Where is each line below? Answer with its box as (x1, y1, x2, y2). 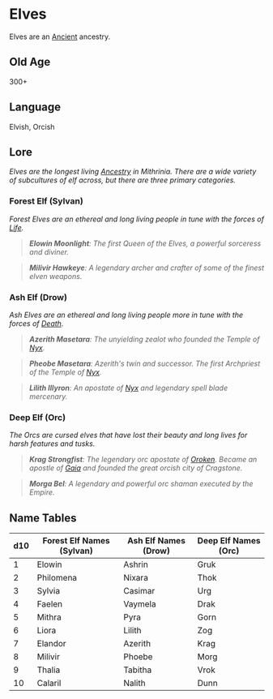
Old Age (9, 55, 51, 69)
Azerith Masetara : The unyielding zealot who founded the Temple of (28, 334, 260, 344)
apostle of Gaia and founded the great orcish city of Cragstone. (28, 463, 243, 473)
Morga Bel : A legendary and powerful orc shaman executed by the (28, 479, 254, 489)
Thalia (36, 664, 61, 675)
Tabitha (123, 664, 152, 675)
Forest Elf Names (42, 535, 110, 547)
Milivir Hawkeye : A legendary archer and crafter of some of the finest (28, 263, 264, 272)
